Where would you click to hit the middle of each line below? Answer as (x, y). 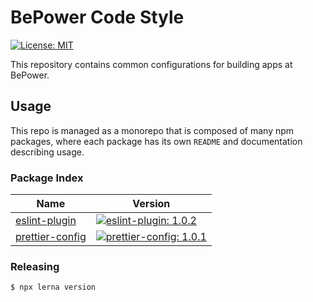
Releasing (35, 266)
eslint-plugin (46, 221)
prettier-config (51, 237)
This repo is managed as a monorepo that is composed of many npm (152, 130)
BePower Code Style (97, 17)
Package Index (47, 178)
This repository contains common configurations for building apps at (151, 64)
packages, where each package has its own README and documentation (156, 141)
